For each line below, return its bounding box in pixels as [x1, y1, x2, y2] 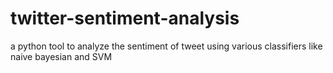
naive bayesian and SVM [10, 50, 113, 62]
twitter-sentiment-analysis [10, 7, 240, 30]
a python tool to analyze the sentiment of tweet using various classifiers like [10, 40, 323, 52]
